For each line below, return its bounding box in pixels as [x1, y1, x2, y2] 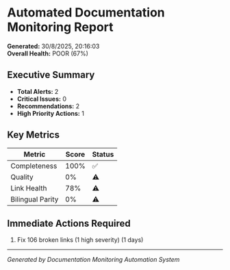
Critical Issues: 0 [16, 95, 67, 103]
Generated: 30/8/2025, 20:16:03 [7, 42, 100, 50]
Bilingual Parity [10, 194, 59, 204]
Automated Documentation [7, 5, 166, 21]
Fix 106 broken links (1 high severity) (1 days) [16, 236, 144, 244]
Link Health [10, 183, 47, 193]
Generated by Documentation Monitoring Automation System [7, 256, 180, 264]
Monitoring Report [7, 19, 114, 35]
